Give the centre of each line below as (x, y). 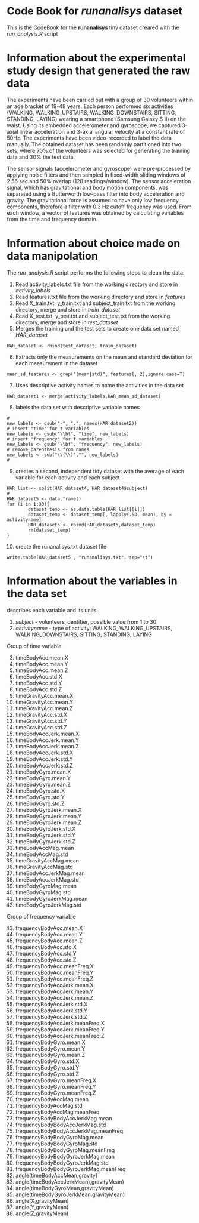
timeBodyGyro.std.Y (40, 797)
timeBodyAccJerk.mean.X (47, 734)
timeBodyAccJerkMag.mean (50, 873)
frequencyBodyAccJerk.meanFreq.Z (60, 1036)
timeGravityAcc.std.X (41, 714)
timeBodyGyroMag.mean (46, 886)
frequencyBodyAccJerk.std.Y (51, 1011)
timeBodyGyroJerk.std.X (45, 828)
